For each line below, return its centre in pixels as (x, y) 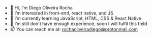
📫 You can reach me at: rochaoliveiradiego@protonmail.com (74, 29)
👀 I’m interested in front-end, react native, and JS (62, 13)
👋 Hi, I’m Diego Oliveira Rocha (41, 8)
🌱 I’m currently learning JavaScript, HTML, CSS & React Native (75, 18)
